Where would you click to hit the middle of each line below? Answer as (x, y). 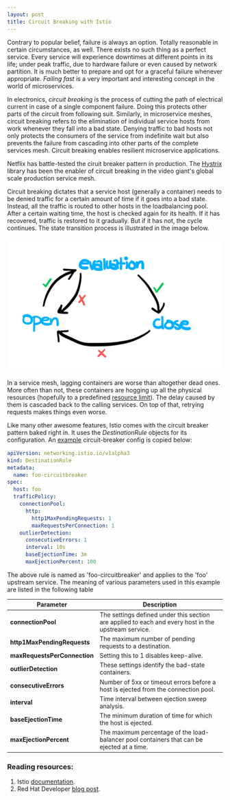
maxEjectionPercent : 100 (61, 562)
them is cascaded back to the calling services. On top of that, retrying (105, 404)
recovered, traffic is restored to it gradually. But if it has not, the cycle (105, 220)
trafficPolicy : (35, 497)
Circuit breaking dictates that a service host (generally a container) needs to (115, 191)
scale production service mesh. (51, 178)
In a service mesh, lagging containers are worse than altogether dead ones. (114, 383)
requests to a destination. (135, 646)
